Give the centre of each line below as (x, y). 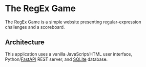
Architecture (25, 42)
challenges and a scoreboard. (35, 27)
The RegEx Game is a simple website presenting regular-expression (73, 22)
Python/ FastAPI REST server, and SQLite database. (56, 59)
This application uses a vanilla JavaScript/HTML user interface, (69, 54)
